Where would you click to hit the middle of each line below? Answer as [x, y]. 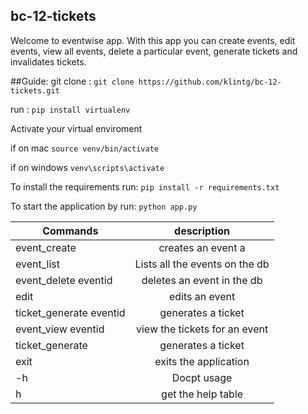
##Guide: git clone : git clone [72, 81]
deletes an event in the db [202, 280]
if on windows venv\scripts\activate [87, 167]
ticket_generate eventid [70, 312]
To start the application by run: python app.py [104, 206]
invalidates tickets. [48, 61]
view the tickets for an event [202, 329]
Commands [70, 231]
